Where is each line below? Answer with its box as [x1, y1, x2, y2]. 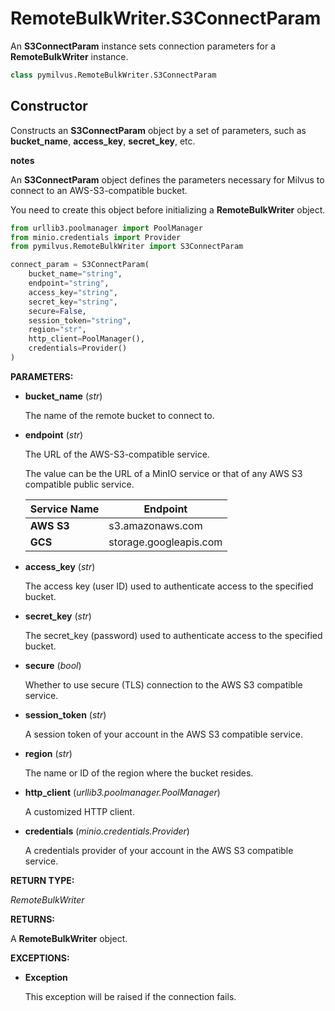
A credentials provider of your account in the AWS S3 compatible [24, 844, 294, 856]
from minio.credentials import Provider [10, 232, 182, 242]
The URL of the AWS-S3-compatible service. [24, 448, 210, 460]
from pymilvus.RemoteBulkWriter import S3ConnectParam [10, 242, 244, 252]
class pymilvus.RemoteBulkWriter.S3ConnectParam [10, 70, 217, 80]
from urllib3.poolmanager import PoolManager [10, 223, 203, 233]
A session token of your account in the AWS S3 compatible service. [24, 728, 304, 740]
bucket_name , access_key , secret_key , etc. [10, 135, 196, 147]
